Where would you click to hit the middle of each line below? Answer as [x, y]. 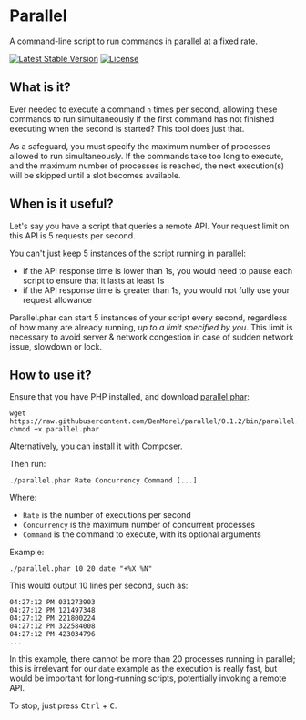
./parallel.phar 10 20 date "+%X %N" [81, 569]
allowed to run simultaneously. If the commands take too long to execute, [147, 156]
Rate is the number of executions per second [107, 515]
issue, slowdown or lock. [56, 346]
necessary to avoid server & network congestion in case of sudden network [152, 337]
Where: [23, 498]
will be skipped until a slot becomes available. [95, 175]
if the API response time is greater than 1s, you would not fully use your [156, 290]
